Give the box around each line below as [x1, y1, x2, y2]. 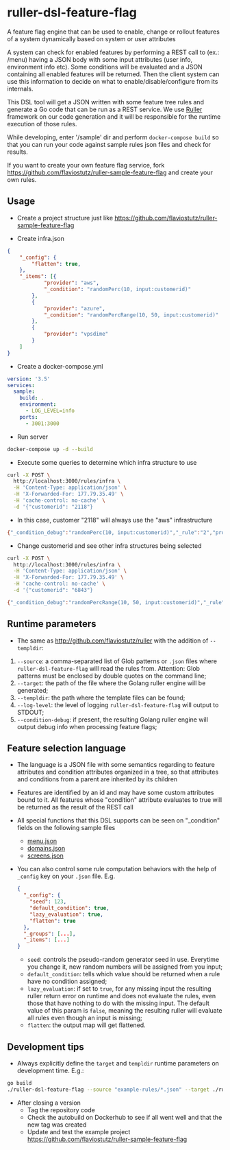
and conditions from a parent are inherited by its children [16, 775, 178, 783]
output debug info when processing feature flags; [16, 722, 157, 731]
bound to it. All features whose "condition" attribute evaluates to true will [16, 796, 222, 804]
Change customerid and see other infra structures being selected [16, 541, 202, 550]
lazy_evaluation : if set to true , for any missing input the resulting [27, 985, 212, 993]
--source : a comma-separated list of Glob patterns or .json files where [16, 657, 218, 665]
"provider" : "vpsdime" [43, 331, 109, 338]
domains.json [27, 844, 66, 853]
